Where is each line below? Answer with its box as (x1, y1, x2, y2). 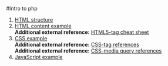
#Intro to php (6, 5, 38, 12)
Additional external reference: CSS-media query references (14, 47, 162, 54)
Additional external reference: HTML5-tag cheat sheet (14, 29, 149, 36)
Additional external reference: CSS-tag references (14, 41, 140, 48)
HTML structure (14, 16, 53, 23)
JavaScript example (14, 54, 63, 60)
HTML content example (14, 23, 72, 29)
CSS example (14, 35, 48, 41)
